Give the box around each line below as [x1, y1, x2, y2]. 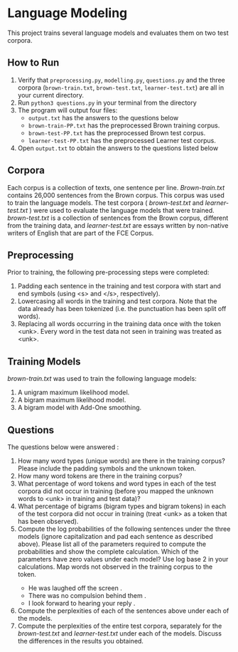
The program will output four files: [17, 105, 118, 115]
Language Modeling [7, 5, 128, 21]
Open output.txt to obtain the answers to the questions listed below [17, 144, 219, 152]
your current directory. [17, 90, 84, 99]
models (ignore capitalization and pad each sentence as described [17, 532, 213, 540]
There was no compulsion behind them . [28, 591, 147, 599]
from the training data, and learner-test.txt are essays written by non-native [7, 221, 229, 229]
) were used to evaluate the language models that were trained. [29, 206, 215, 214]
